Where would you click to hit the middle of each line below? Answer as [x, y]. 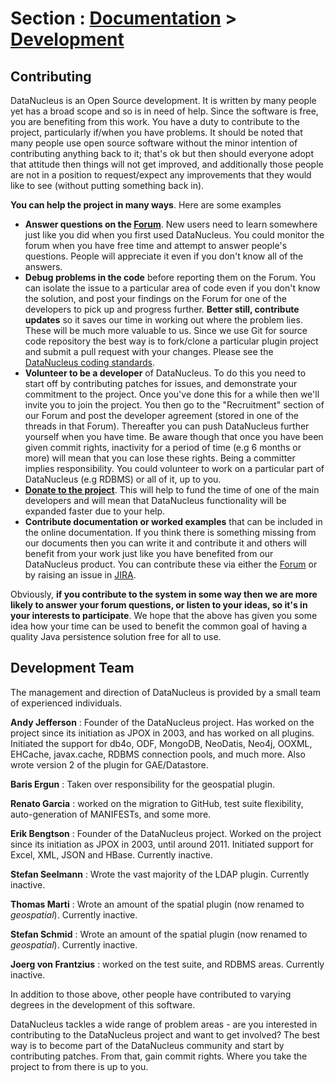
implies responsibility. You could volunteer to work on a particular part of [174, 468]
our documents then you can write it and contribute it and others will [166, 543]
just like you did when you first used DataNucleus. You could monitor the [174, 235]
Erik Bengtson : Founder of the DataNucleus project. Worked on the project [166, 833]
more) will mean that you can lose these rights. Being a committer [160, 458]
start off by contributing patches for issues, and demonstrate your [161, 383]
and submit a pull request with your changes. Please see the [149, 351]
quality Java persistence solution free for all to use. [116, 636]
